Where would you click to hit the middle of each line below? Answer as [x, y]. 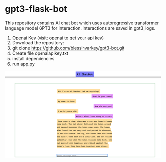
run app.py [23, 64]
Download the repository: [38, 42]
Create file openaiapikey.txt [40, 53]
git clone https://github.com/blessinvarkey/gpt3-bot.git [68, 48]
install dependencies [33, 58]
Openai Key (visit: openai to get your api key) [58, 38]
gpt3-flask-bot [36, 9]
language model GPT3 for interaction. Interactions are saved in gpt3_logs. [80, 28]
